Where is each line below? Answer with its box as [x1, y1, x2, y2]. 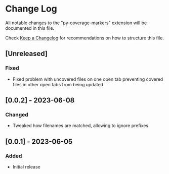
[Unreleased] [5, 49, 48, 58]
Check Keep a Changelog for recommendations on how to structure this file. [5, 35, 164, 41]
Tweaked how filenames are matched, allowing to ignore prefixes [12, 123, 148, 129]
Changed [5, 111, 29, 118]
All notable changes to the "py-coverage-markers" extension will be [5, 20, 147, 26]
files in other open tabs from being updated [12, 81, 104, 87]
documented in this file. [5, 25, 55, 31]
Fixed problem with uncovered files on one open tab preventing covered [12, 76, 163, 82]
